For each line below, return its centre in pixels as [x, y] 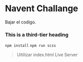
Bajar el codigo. [21, 22]
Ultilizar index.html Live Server [47, 55]
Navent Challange [42, 9]
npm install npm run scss [31, 46]
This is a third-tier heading [37, 35]
